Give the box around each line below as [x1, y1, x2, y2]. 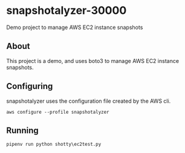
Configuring [6, 81, 53, 91]
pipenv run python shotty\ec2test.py [6, 142, 102, 148]
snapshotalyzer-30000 [6, 4, 127, 18]
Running [6, 125, 39, 135]
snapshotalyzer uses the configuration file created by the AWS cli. [6, 97, 171, 105]
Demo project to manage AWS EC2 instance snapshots [6, 24, 143, 31]
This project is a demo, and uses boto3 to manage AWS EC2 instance [6, 57, 180, 64]
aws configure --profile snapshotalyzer [6, 109, 110, 115]
